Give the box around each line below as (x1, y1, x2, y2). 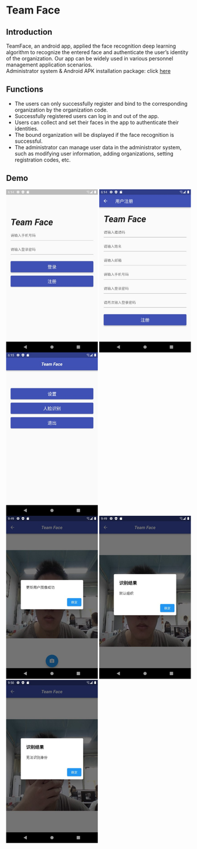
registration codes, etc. (14, 156, 71, 163)
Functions (6, 85, 44, 95)
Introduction (6, 27, 53, 37)
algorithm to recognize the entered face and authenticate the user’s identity (6, 49, 189, 56)
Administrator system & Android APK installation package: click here (6, 68, 171, 74)
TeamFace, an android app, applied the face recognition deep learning (6, 42, 176, 49)
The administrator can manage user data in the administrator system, (14, 143, 182, 150)
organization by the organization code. (14, 106, 108, 113)
